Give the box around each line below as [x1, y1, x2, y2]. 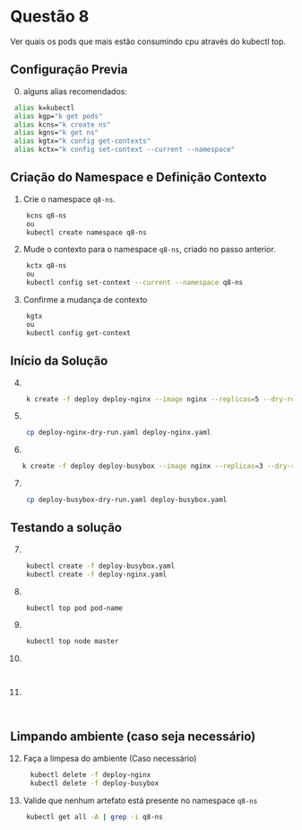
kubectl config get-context [26, 328, 131, 338]
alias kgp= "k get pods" [13, 111, 103, 120]
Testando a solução [10, 520, 122, 535]
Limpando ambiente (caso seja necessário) [10, 729, 256, 745]
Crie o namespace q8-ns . [22, 193, 116, 204]
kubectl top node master [26, 637, 119, 646]
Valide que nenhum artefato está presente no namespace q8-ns [22, 795, 258, 806]
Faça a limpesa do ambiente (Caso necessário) [22, 753, 197, 764]
